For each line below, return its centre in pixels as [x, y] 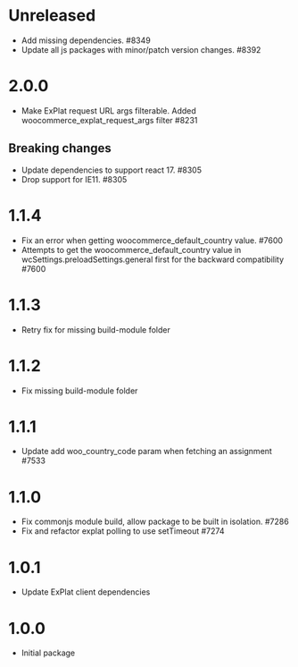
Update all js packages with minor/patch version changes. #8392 [141, 49]
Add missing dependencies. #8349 [86, 40]
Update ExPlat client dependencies [86, 592]
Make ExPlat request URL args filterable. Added [109, 110]
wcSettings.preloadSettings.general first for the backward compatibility [153, 259]
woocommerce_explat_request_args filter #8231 [109, 120]
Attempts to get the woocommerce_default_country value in [131, 249]
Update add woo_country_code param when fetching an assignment [147, 452]
